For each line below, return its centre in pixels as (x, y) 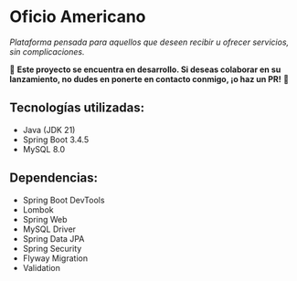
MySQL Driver (49, 229)
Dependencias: (54, 178)
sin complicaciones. (47, 51)
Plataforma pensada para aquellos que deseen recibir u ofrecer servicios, (149, 42)
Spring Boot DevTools (64, 200)
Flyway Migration (55, 258)
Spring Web (45, 219)
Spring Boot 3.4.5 (56, 140)
